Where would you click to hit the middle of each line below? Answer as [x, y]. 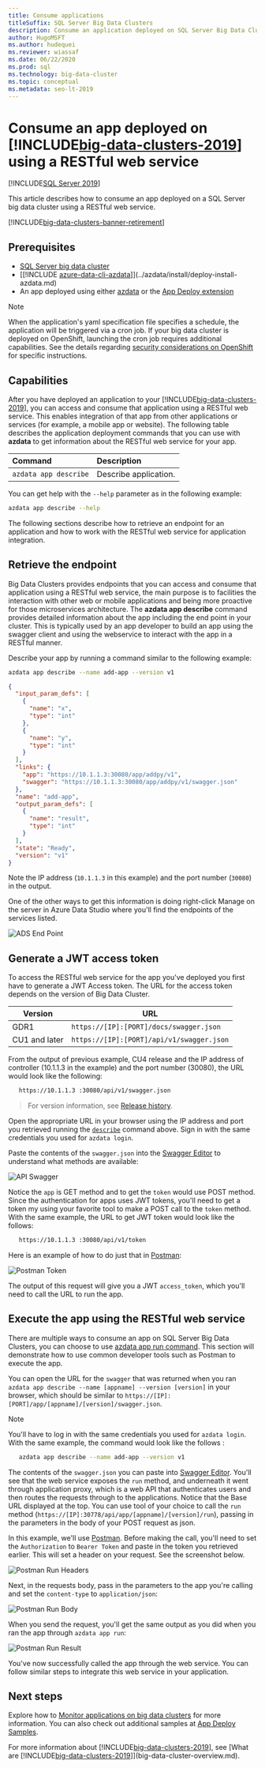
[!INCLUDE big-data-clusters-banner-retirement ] [86, 223]
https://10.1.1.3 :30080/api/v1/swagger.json [95, 1090]
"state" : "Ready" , [46, 848]
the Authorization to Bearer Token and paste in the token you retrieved [123, 1546]
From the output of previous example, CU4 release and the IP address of [126, 1060]
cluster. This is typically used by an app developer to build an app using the [131, 625]
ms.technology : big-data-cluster [63, 74]
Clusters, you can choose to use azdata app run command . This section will [131, 1346]
